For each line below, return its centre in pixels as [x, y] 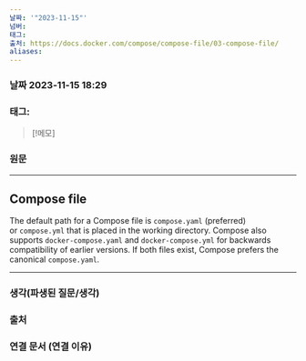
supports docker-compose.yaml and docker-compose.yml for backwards [140, 240]
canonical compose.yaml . [55, 259]
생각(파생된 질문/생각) [55, 294]
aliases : [26, 52]
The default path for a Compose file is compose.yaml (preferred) [128, 221]
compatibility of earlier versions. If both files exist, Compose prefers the [144, 250]
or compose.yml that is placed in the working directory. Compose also [138, 231]
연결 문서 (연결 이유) [51, 346]
